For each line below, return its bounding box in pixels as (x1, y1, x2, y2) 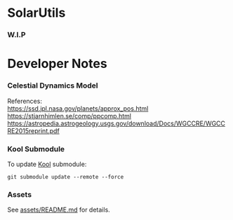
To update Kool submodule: (7, 160, 87, 168)
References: (7, 97, 42, 105)
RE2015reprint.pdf (7, 126, 60, 135)
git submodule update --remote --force (7, 173, 124, 180)
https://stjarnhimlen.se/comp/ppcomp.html (7, 111, 132, 120)
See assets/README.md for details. (7, 205, 110, 214)
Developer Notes (7, 56, 107, 71)
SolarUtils (7, 5, 66, 21)
